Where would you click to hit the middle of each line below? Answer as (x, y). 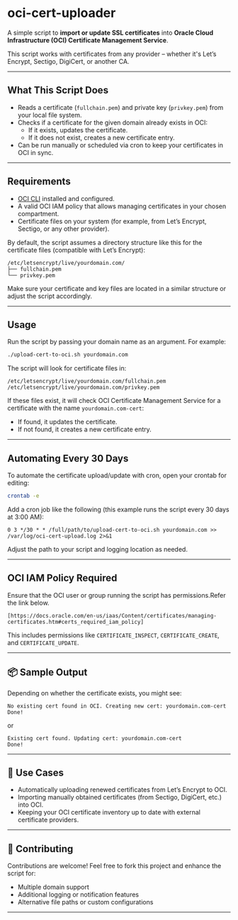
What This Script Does (58, 90)
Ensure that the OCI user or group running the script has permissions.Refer (117, 595)
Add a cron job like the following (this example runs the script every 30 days (118, 509)
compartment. (38, 213)
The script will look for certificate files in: (67, 368)
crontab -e (23, 496)
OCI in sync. (35, 152)
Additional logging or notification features (78, 895)
